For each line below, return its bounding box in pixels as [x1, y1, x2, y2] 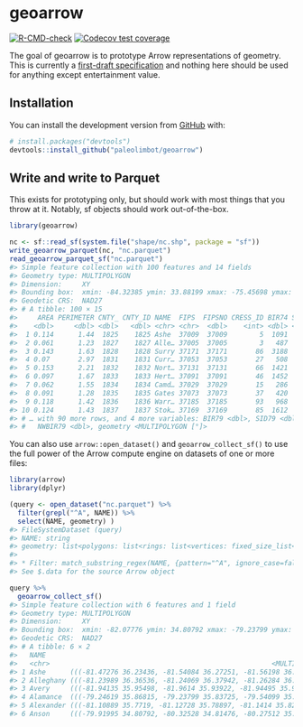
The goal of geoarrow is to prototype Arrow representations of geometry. [9, 50, 281, 61]
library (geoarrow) [9, 221, 78, 230]
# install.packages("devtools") [9, 136, 131, 146]
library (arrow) [9, 475, 67, 485]
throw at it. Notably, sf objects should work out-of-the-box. [9, 204, 230, 215]
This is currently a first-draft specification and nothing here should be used [9, 60, 289, 70]
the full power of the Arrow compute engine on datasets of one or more [9, 448, 275, 459]
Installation [9, 96, 74, 111]
